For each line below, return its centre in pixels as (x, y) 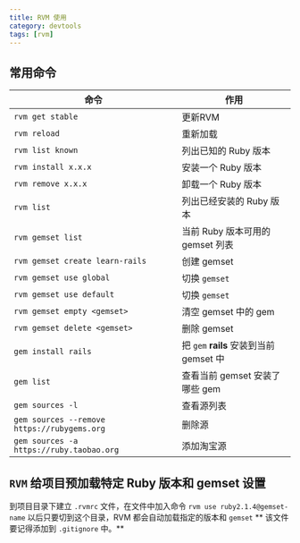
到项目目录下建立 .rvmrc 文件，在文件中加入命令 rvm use (113, 506)
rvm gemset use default (64, 295)
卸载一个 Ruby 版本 (221, 184)
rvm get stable (46, 117)
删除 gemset (208, 329)
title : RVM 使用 (38, 17)
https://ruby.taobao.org (67, 450)
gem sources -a (46, 441)
